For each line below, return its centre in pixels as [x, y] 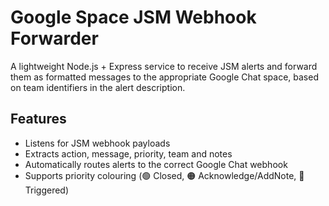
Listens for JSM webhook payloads [97, 143]
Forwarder [54, 38]
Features [38, 119]
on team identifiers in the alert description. [98, 87]
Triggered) [47, 190]
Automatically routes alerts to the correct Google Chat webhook [156, 164]
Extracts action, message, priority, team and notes [128, 153]
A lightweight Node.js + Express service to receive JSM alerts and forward [164, 66]
